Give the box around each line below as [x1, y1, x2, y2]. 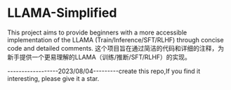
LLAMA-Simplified [7, 5, 117, 21]
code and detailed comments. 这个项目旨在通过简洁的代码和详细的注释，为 [7, 44, 225, 52]
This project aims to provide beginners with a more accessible [7, 28, 187, 37]
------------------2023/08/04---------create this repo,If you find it [7, 67, 201, 75]
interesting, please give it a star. [7, 74, 100, 82]
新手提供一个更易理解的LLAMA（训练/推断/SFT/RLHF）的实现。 [7, 53, 192, 61]
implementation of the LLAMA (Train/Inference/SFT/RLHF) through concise [7, 35, 224, 44]
